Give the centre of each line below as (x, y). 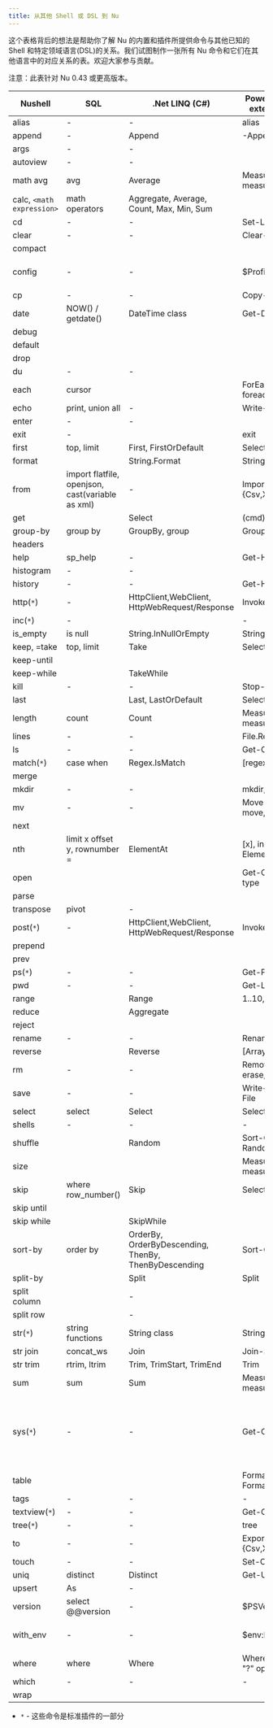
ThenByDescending (167, 1264)
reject (24, 1025)
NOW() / (82, 308)
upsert (25, 1588)
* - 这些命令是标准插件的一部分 (72, 1716)
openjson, (85, 484)
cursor (79, 390)
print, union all (93, 407)
